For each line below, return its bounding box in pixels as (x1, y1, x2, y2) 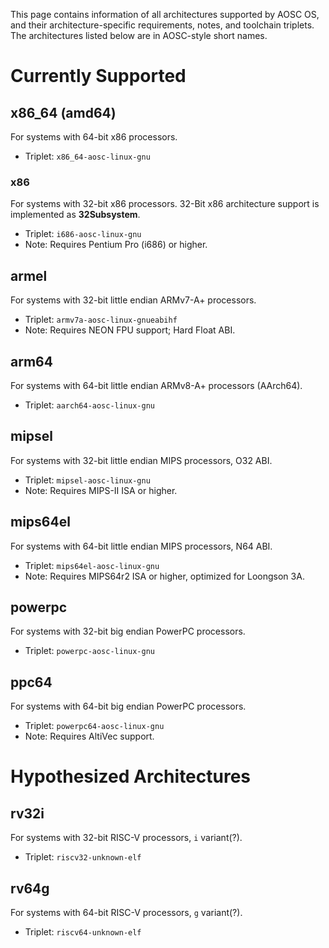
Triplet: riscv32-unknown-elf (24, 851, 142, 863)
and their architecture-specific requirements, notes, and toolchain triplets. (10, 19, 315, 31)
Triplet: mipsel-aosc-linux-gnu (24, 474, 151, 486)
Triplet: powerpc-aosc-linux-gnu (24, 645, 156, 657)
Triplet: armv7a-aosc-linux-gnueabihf (24, 314, 178, 326)
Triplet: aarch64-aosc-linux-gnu (24, 399, 156, 411)
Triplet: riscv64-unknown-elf (24, 925, 142, 938)
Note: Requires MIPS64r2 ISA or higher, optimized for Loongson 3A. (24, 570, 305, 582)
